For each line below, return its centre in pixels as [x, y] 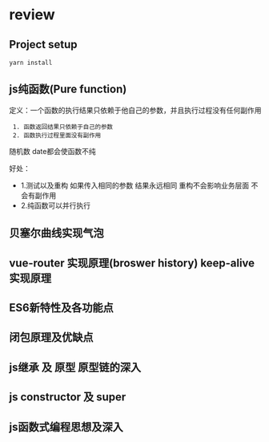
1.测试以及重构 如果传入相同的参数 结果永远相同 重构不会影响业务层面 [135, 185]
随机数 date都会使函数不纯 [52, 151]
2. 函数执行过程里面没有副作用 [57, 135]
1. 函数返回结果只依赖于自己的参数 [63, 127]
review [32, 15]
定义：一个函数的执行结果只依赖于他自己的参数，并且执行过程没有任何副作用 [135, 110]
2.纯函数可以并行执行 [56, 205]
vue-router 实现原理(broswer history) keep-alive [132, 263]
